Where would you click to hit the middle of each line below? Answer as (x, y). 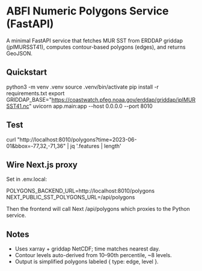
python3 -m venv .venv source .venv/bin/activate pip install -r (83, 87)
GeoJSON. (20, 53)
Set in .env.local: (27, 179)
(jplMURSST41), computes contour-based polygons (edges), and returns (96, 47)
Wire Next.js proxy (42, 165)
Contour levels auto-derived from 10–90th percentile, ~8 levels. (93, 255)
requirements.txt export (35, 93)
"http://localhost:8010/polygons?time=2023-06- (77, 139)
